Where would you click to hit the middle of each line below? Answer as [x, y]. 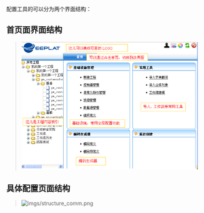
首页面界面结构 [34, 30]
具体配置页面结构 [38, 188]
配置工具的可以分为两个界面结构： [49, 9]
